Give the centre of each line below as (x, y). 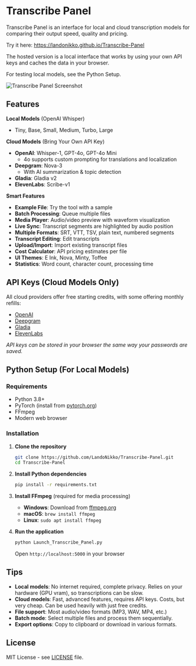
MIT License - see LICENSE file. (45, 657)
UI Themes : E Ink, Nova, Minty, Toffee (61, 257)
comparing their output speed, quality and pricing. (67, 33)
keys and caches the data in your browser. (58, 63)
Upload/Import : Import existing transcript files (71, 245)
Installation (23, 434)
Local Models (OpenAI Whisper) (45, 118)
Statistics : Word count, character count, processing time (84, 264)
